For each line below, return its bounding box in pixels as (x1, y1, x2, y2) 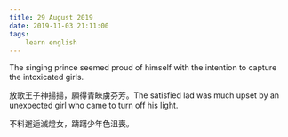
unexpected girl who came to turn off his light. (9, 100, 179, 111)
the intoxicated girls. (9, 72, 84, 83)
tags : (9, 29, 29, 38)
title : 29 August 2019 (9, 12, 93, 22)
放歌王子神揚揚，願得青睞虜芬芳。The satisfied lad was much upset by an (9, 90, 280, 101)
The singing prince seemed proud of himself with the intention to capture (9, 62, 277, 73)
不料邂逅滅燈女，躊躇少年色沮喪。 (9, 118, 134, 129)
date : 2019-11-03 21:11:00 (9, 21, 109, 30)
